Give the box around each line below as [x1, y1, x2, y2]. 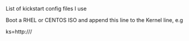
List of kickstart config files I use [5, 5, 87, 12]
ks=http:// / [5, 28, 33, 35]
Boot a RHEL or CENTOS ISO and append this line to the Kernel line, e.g [5, 17, 184, 23]
